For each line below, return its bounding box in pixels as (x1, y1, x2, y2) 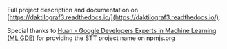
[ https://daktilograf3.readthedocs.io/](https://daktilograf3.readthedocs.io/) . (7, 13, 221, 21)
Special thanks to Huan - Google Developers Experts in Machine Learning (7, 27, 217, 35)
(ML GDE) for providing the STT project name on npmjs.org (7, 34, 175, 42)
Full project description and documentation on (7, 6, 139, 14)
